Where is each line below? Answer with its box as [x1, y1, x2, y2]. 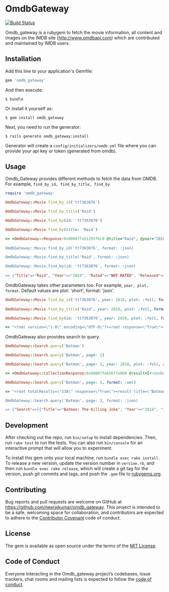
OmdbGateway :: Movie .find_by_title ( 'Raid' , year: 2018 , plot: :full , [5, 306, 152, 312]
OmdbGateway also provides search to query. [5, 334, 101, 340]
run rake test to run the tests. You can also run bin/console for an [5, 440, 143, 446]
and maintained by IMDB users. [5, 40, 70, 46]
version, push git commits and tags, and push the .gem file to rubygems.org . [5, 471, 162, 477]
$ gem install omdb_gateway [5, 115, 64, 120]
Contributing [5, 485, 46, 494]
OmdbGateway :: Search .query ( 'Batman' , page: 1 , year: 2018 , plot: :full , [5, 362, 161, 367]
